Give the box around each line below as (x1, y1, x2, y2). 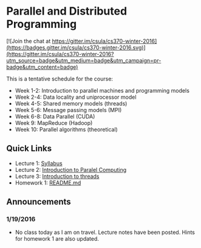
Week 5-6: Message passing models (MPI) (15, 106, 122, 113)
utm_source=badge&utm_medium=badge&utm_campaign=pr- (6, 57, 162, 64)
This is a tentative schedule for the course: (6, 75, 114, 82)
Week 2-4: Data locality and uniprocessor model (15, 93, 137, 101)
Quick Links (6, 143, 52, 154)
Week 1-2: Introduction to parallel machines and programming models (15, 87, 190, 94)
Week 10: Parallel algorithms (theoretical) (15, 126, 118, 133)
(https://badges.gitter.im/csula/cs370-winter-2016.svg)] (6, 44, 146, 51)
